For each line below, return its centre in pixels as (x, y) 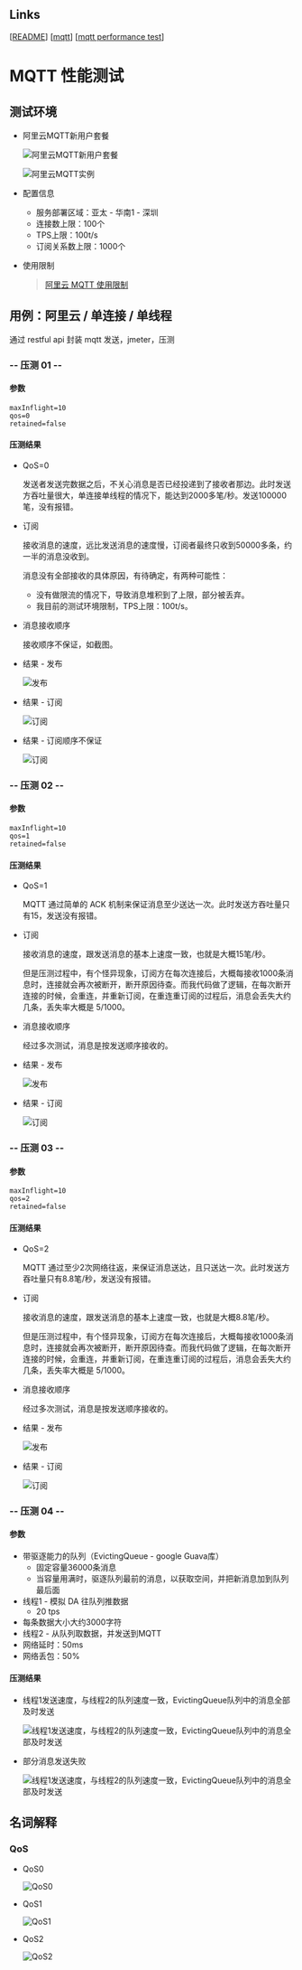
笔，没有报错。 (50, 506)
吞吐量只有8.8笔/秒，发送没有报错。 (89, 1279)
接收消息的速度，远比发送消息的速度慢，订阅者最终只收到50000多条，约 (157, 545)
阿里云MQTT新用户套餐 (66, 136)
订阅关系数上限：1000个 (81, 246)
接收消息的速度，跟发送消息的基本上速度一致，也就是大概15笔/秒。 (146, 954)
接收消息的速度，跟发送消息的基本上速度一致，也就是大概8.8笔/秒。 (148, 1317)
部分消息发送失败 (54, 1760)
